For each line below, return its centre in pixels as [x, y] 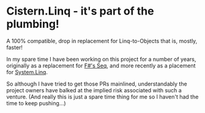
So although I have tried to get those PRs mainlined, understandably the [97, 84]
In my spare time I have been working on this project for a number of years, [101, 59]
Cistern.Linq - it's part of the [80, 11]
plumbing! [33, 24]
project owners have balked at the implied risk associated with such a [94, 90]
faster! [15, 47]
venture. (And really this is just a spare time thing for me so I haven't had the [102, 97]
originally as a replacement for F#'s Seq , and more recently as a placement [101, 66]
